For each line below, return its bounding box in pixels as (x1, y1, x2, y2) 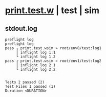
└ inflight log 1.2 (16, 54, 56, 59)
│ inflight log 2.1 (16, 63, 56, 68)
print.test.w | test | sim (5, 5, 100, 16)
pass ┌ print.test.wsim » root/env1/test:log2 (5, 58, 102, 63)
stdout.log (5, 24, 38, 33)
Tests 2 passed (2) (5, 80, 45, 85)
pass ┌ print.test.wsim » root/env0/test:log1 (5, 46, 102, 51)
